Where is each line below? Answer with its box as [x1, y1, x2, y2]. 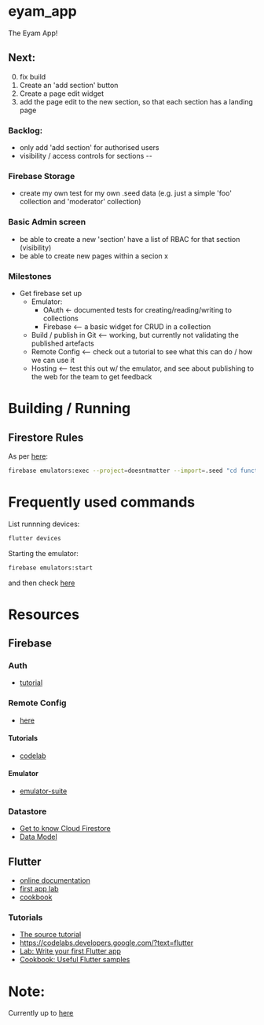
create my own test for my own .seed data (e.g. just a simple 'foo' [19, 189, 232, 198]
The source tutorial [19, 930, 82, 939]
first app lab [19, 884, 59, 894]
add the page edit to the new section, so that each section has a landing [19, 97, 254, 106]
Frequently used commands [8, 493, 196, 511]
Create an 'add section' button [19, 80, 119, 90]
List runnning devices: [8, 519, 80, 529]
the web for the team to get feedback [31, 372, 152, 381]
